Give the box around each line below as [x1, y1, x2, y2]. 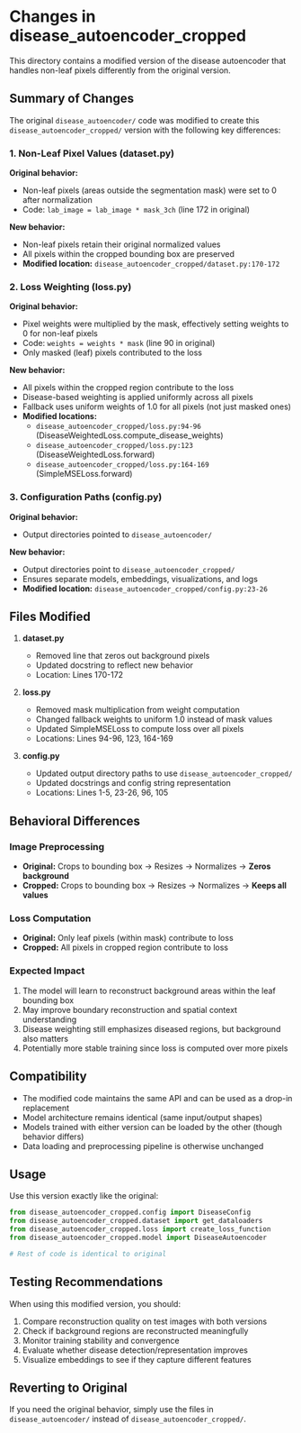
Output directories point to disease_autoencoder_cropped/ [22, 563, 235, 574]
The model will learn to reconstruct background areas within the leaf [22, 985, 276, 996]
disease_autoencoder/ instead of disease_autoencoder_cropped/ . [9, 1413, 247, 1425]
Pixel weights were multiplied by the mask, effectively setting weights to [22, 318, 289, 330]
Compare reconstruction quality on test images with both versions [22, 1316, 268, 1327]
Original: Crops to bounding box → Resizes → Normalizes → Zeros [22, 861, 271, 872]
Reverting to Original [9, 1380, 128, 1395]
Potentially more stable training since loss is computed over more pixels [22, 1043, 288, 1054]
